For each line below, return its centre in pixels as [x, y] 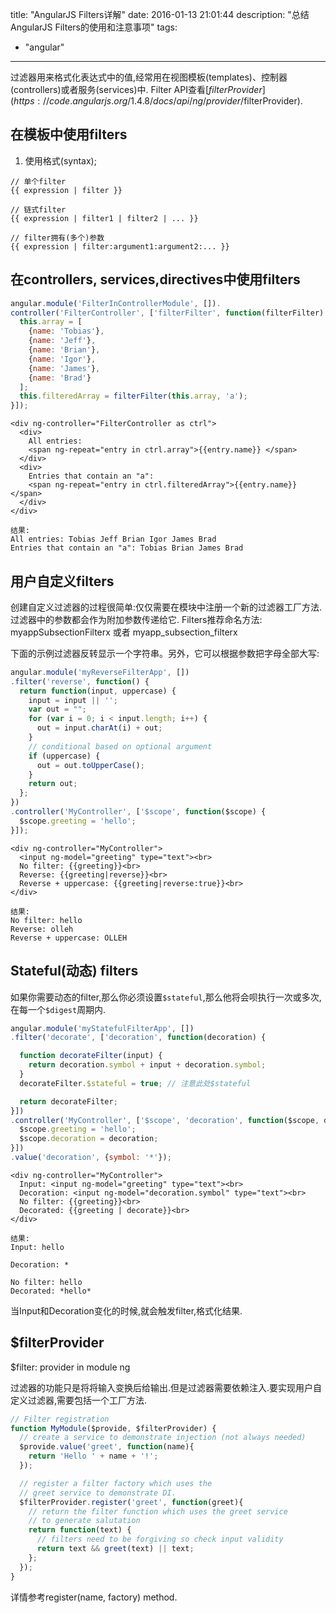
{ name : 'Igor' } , [62, 359]
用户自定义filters [62, 581]
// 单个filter [38, 181]
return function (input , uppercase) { [98, 691]
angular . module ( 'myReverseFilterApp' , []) [100, 672]
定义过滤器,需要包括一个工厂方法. [79, 1400]
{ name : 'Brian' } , [64, 350]
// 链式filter [38, 209]
